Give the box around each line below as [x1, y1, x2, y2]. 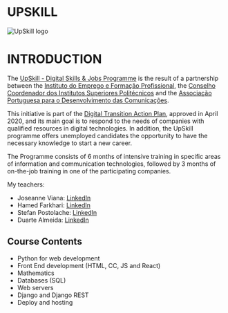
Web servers [17, 283, 54, 292]
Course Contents [7, 236, 83, 247]
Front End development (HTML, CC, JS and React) [17, 261, 161, 269]
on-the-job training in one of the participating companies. [7, 167, 171, 175]
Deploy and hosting [17, 298, 73, 306]
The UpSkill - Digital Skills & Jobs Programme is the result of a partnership [7, 74, 219, 82]
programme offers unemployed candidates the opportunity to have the [7, 131, 208, 140]
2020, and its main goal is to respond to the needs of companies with [7, 117, 205, 125]
